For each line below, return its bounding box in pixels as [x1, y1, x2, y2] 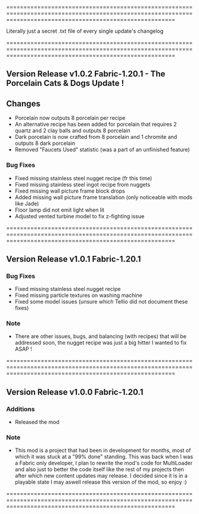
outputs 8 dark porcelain [14, 140, 76, 147]
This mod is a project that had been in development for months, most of [14, 447, 191, 454]
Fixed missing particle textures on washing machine [14, 292, 143, 299]
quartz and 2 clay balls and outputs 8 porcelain [14, 127, 131, 134]
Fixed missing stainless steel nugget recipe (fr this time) [14, 174, 153, 182]
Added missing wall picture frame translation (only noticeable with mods [14, 193, 192, 200]
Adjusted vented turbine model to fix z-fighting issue [14, 212, 145, 219]
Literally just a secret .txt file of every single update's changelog [6, 27, 164, 35]
